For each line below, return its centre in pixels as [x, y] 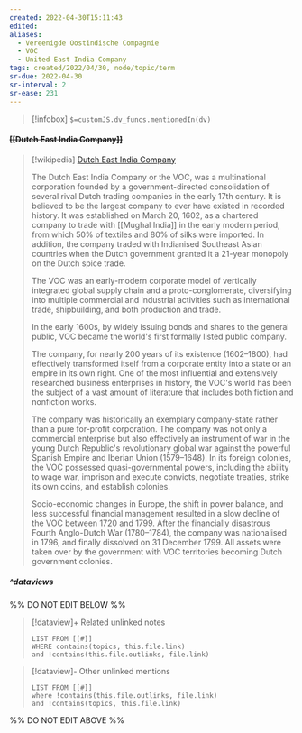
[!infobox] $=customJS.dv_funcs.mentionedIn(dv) [121, 119]
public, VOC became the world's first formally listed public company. [159, 336]
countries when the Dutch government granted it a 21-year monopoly [160, 253]
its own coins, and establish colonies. [101, 486]
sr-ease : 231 [34, 93]
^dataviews [32, 582]
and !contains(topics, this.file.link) [106, 703]
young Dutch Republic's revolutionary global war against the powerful [161, 448]
